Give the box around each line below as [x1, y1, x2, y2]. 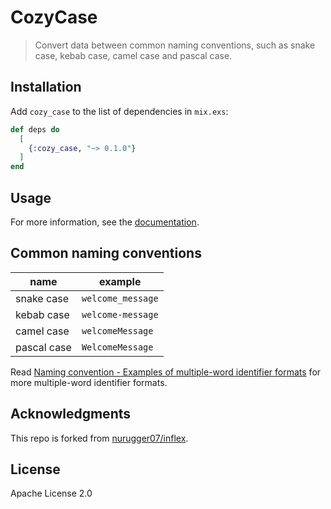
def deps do [10, 124, 60, 135]
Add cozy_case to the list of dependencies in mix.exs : [10, 105, 229, 117]
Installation [10, 79, 82, 96]
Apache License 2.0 [10, 487, 93, 500]
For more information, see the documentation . [10, 216, 200, 228]
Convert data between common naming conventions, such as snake [34, 39, 316, 51]
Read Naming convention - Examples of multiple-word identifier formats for [10, 366, 322, 378]
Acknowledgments [10, 406, 132, 423]
